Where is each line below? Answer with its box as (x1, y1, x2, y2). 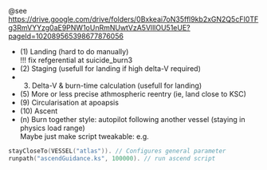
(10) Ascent (19, 106, 58, 116)
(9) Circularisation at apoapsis (19, 98, 120, 107)
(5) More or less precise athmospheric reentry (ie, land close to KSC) (19, 89, 247, 98)
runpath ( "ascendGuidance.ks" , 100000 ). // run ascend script (8, 154, 216, 162)
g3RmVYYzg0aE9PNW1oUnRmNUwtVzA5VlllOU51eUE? (8, 23, 191, 32)
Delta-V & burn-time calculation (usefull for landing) (31, 81, 202, 90)
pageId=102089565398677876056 (8, 31, 124, 41)
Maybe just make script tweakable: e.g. (19, 132, 149, 141)
